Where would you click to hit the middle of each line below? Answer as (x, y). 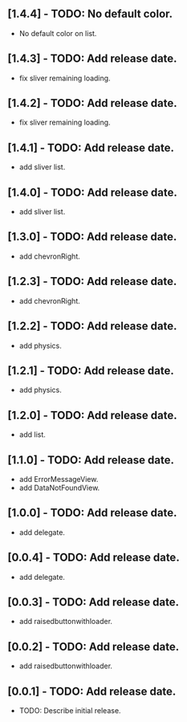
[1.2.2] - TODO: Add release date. (92, 326)
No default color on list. (58, 33)
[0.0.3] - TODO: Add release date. (93, 602)
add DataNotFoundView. (59, 487)
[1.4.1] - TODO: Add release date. (91, 147)
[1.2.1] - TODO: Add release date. (91, 371)
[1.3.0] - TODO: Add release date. (92, 237)
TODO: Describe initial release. (70, 710)
